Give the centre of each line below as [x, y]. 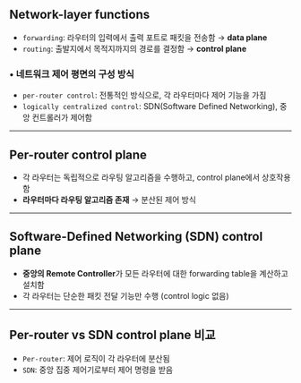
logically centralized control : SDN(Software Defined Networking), [150, 106]
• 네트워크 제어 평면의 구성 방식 [72, 73]
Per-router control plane [78, 154]
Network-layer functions [80, 15]
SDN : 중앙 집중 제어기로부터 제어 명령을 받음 [97, 370]
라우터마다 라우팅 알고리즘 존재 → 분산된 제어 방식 [109, 200]
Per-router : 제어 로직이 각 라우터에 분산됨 [96, 358]
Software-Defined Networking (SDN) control [136, 237]
